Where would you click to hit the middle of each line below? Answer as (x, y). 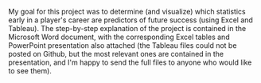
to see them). (30, 71)
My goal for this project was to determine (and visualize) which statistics (127, 12)
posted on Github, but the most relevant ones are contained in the (116, 54)
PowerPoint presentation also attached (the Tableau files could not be (123, 45)
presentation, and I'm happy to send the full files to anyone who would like (130, 62)
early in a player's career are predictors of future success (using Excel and (130, 20)
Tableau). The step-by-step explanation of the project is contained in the (127, 28)
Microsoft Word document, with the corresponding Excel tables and (119, 37)
